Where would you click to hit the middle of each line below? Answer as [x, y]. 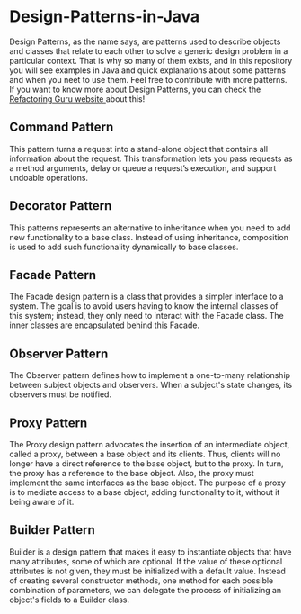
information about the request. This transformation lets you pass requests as [151, 158]
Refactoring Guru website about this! [77, 99]
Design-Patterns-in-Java [105, 17]
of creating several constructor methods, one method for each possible [142, 580]
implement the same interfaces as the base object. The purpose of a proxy [147, 483]
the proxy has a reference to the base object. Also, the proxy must [132, 473]
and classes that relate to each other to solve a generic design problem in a [149, 50]
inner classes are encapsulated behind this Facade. [105, 325]
